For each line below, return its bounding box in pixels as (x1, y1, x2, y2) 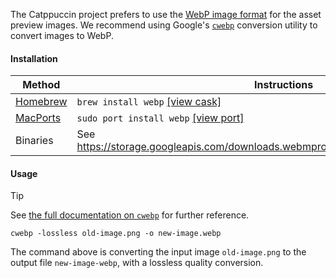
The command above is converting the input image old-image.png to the (10, 246, 307, 258)
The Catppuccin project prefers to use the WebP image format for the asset (10, 9, 322, 20)
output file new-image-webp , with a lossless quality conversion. (10, 257, 264, 269)
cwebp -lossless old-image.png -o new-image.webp (10, 229, 222, 239)
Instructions (254, 78, 314, 92)
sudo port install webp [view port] (76, 111, 245, 125)
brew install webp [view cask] (76, 95, 222, 109)
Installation (10, 52, 58, 64)
